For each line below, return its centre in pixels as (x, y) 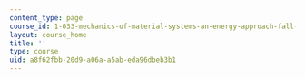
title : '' (28, 43)
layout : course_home (49, 35)
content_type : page (46, 18)
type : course (34, 52)
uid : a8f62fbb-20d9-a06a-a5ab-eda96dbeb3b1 (93, 60)
